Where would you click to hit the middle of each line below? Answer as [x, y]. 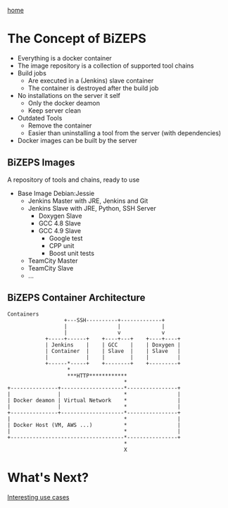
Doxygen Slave [60, 216]
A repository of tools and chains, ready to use [74, 180]
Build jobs [32, 73]
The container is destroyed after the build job [93, 88]
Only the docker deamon [64, 103]
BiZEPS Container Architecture [76, 298]
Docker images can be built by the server [77, 140]
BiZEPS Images [41, 162]
